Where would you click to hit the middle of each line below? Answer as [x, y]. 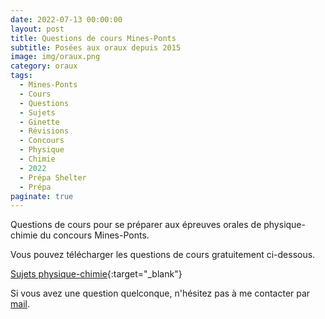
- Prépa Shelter [53, 177]
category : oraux [44, 66]
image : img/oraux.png [55, 57]
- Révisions [44, 131]
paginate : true [42, 196]
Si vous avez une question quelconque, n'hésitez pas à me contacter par [160, 293]
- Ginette [39, 122]
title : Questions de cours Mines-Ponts [93, 38]
